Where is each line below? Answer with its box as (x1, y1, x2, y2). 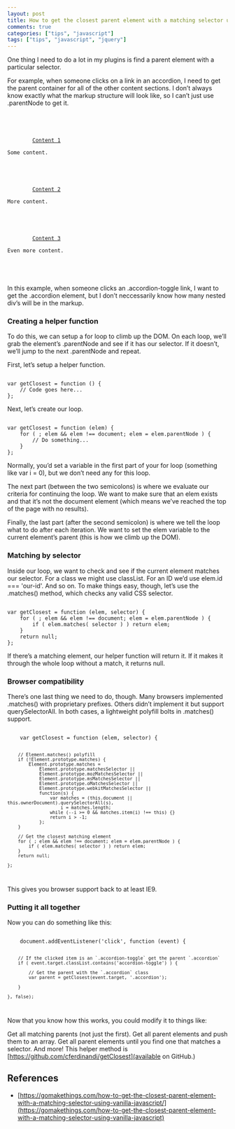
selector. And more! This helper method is (7, 1044, 128, 1053)
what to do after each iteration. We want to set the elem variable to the (7, 526, 211, 534)
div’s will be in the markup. (7, 299, 84, 307)
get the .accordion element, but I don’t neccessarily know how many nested (7, 291, 226, 300)
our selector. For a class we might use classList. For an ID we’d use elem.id (7, 574, 222, 582)
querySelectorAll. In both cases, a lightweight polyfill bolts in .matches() (7, 707, 215, 716)
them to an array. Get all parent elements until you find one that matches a (7, 1037, 221, 1046)
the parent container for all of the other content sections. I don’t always (7, 84, 213, 92)
